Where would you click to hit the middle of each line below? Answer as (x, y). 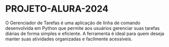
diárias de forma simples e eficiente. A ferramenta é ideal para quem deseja (85, 33)
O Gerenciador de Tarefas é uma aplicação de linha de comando (73, 23)
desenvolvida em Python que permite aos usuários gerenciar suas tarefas (83, 28)
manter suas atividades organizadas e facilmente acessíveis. (69, 39)
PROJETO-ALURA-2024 (57, 9)
